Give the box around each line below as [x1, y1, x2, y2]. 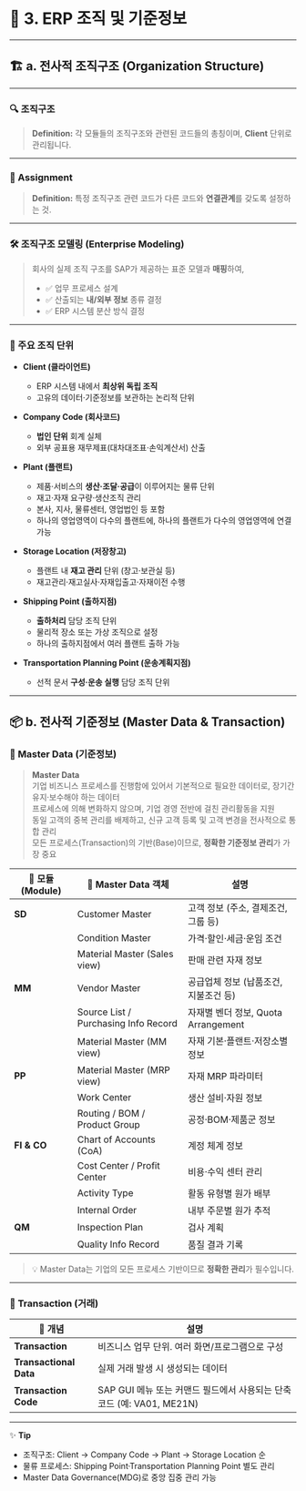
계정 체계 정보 [188, 1139, 244, 1152]
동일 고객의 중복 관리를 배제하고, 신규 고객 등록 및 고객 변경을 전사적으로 [31, 814, 287, 825]
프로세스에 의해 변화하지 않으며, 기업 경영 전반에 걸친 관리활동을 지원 [31, 802, 275, 813]
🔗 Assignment [9, 170, 73, 183]
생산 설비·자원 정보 [188, 1091, 263, 1104]
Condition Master [76, 931, 152, 944]
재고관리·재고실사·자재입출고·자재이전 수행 [36, 576, 186, 587]
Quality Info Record [76, 1238, 160, 1251]
